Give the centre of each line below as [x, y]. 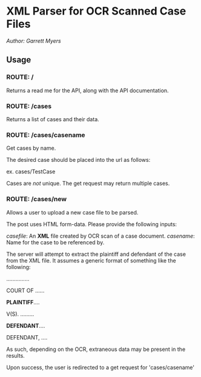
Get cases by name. [31, 148]
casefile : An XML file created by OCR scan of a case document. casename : [100, 236]
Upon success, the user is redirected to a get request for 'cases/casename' [100, 367]
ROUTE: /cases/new [37, 199]
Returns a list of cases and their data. [53, 119]
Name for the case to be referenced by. [55, 242]
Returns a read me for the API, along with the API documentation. [87, 90]
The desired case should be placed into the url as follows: [78, 160]
